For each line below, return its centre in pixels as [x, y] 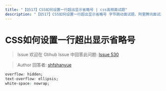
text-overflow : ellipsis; [32, 79]
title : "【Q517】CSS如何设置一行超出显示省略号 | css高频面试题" [66, 10]
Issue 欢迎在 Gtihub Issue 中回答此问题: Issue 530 [68, 55]
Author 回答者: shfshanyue [44, 65]
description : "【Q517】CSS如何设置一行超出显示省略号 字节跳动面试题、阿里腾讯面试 [83, 14]
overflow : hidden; [24, 74]
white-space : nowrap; [27, 84]
